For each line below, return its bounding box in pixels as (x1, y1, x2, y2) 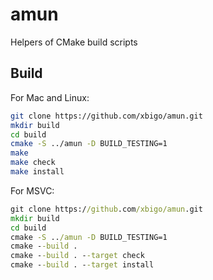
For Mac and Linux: (10, 91, 90, 103)
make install (10, 167, 65, 177)
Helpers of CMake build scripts (10, 36, 138, 48)
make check (10, 158, 56, 168)
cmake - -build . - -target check (10, 251, 145, 261)
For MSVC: (10, 184, 55, 197)
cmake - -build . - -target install (10, 260, 155, 270)
